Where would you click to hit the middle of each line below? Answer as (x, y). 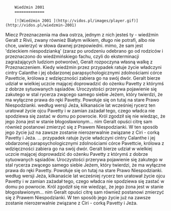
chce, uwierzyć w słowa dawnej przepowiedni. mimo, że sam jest (74, 45)
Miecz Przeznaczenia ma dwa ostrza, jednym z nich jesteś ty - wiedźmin (82, 35)
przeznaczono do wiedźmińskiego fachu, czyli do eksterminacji (72, 56)
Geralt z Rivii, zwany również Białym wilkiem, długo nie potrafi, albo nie (80, 40)
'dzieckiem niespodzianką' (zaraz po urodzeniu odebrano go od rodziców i (84, 51)
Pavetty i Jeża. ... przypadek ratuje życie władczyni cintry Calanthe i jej (80, 138)
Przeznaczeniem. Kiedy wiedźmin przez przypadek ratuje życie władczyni (83, 67)
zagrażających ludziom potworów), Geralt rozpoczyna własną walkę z (79, 62)
